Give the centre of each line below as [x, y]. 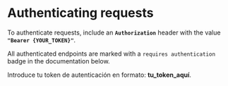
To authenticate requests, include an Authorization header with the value [114, 32]
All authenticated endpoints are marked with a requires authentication [112, 54]
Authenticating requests [80, 13]
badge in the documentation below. [59, 61]
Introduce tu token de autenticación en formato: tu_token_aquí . [100, 75]
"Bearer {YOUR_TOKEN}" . [42, 39]
